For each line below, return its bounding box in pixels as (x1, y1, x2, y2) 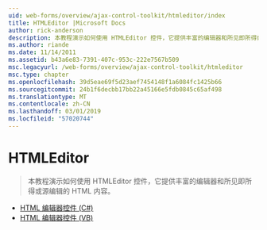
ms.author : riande (8, 41, 69, 49)
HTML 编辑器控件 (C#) (19, 203, 94, 213)
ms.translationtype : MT (8, 93, 87, 101)
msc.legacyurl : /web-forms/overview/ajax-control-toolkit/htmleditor (8, 63, 244, 71)
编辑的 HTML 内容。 (48, 186, 115, 195)
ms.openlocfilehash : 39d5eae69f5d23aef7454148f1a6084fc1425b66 (8, 78, 222, 86)
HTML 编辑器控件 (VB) (19, 213, 94, 222)
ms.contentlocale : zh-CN (8, 100, 91, 108)
